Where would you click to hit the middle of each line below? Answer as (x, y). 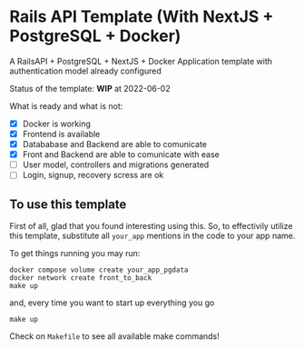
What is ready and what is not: (66, 105)
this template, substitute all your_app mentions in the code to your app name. (152, 236)
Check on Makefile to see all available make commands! (114, 336)
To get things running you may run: (75, 254)
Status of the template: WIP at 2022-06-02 (90, 88)
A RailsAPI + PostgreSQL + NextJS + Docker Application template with (141, 61)
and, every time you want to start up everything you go (112, 303)
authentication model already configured (85, 71)
